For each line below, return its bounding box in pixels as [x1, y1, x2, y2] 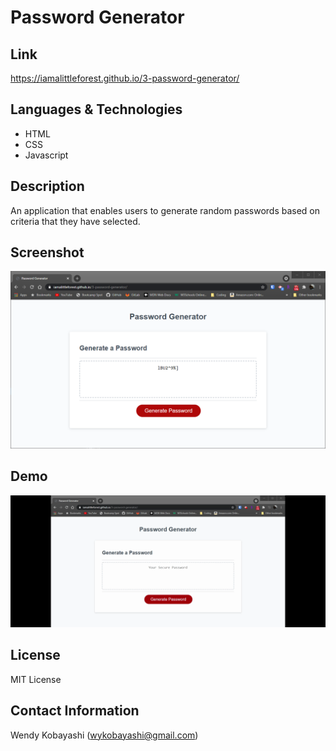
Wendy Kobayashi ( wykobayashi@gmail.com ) [10, 729, 199, 741]
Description [10, 178, 85, 195]
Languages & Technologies [10, 101, 183, 118]
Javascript [24, 149, 69, 161]
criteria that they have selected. [10, 215, 141, 227]
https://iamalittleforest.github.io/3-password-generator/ [10, 72, 240, 84]
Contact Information [10, 702, 140, 720]
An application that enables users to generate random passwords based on [10, 204, 321, 216]
